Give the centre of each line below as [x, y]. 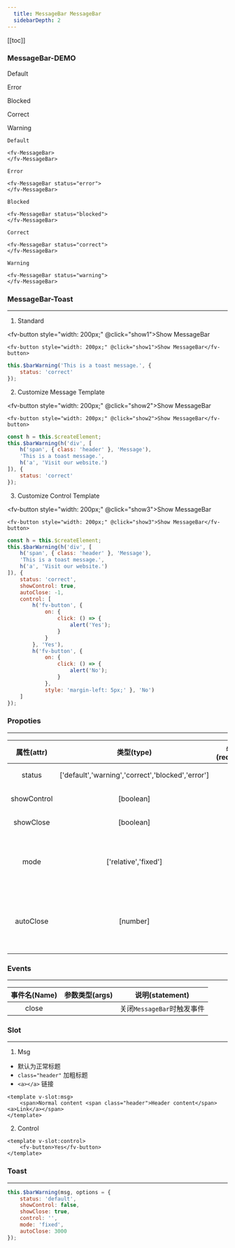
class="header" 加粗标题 [52, 1075]
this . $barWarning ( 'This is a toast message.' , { [79, 366]
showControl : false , [50, 1205]
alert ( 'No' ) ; [89, 671]
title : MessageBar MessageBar [57, 14]
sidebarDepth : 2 [37, 20]
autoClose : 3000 [44, 1231]
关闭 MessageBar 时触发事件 [162, 1009]
